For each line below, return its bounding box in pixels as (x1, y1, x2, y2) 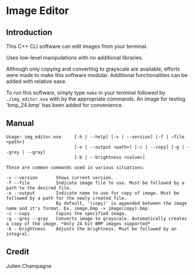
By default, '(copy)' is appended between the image (56, 200, 187, 206)
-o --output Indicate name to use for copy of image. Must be (6, 190, 180, 196)
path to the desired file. (6, 185, 72, 191)
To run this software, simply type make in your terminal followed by (6, 89, 166, 96)
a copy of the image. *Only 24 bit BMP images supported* (6, 221, 150, 227)
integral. (6, 231, 30, 237)
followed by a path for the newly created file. (6, 195, 127, 201)
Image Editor (6, 4, 69, 18)
